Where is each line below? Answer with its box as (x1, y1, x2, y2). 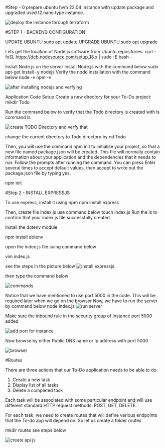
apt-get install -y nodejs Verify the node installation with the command (5, 69, 151, 75)
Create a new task (12, 377, 50, 383)
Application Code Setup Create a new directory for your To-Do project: (5, 94, 151, 100)
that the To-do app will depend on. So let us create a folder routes (5, 417, 142, 423)
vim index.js (5, 253, 30, 259)
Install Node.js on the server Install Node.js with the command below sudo (5, 64, 159, 69)
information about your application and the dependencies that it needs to (5, 154, 156, 160)
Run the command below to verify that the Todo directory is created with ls (5, 109, 160, 115)
